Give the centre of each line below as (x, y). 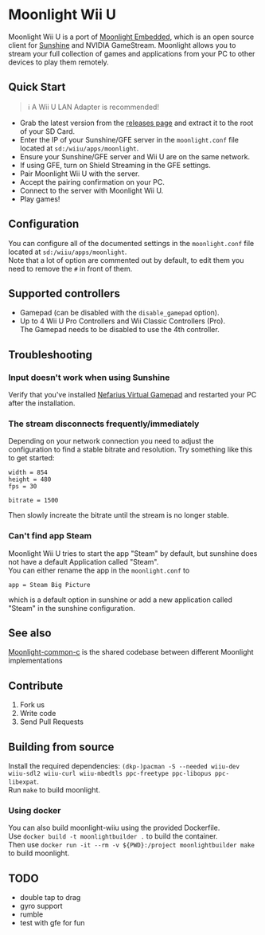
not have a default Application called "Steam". (84, 561)
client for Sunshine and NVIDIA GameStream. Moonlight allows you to (122, 45)
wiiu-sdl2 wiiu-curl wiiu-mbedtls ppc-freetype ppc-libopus (110, 774)
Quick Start (37, 87)
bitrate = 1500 (33, 501)
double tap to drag (50, 898)
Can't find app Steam (50, 536)
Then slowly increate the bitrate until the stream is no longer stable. (119, 515)
